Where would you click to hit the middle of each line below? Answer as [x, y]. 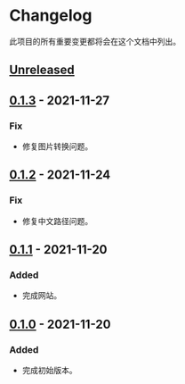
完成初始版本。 [49, 371]
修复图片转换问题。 [57, 146]
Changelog [51, 16]
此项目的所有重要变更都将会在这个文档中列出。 [95, 41]
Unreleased [42, 70]
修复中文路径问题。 [57, 221]
